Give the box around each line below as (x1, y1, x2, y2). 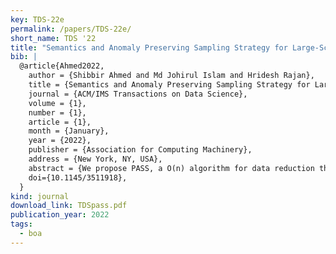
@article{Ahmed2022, (19, 61, 105, 71)
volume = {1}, (28, 98, 87, 108)
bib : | (10, 52, 38, 62)
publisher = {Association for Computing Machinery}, (28, 145, 253, 155)
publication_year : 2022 (10, 210, 110, 220)
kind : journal (10, 191, 70, 201)
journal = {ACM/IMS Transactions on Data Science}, (28, 89, 248, 99)
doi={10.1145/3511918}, (28, 172, 128, 183)
